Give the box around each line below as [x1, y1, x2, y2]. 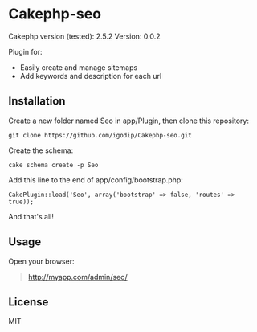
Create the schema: [8, 146, 74, 155]
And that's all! [8, 211, 54, 221]
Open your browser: [8, 256, 75, 266]
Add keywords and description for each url [19, 71, 162, 80]
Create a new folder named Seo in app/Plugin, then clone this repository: [8, 116, 250, 125]
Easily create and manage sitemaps [19, 62, 138, 72]
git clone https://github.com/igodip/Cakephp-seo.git [8, 131, 193, 139]
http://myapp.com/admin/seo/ [27, 272, 128, 281]
